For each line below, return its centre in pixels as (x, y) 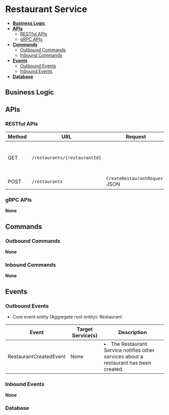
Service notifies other (129, 350)
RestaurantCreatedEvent (37, 356)
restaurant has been (128, 363)
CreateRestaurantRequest (136, 179)
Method (17, 137)
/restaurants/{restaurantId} (67, 158)
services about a (123, 356)
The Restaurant (129, 344)
